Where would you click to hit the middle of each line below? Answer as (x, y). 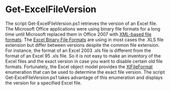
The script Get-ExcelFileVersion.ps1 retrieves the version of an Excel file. (81, 23)
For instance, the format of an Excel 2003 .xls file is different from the (78, 50)
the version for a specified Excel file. (44, 83)
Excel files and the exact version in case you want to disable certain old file (84, 61)
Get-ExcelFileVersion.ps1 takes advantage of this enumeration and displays (84, 77)
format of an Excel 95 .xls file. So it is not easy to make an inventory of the (83, 56)
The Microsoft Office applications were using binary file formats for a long (83, 28)
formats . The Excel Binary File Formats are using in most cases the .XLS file (84, 40)
